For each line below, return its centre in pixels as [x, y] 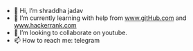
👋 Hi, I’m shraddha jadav [48, 11]
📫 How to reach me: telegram [57, 40]
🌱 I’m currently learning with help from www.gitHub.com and [100, 18]
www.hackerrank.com [45, 25]
